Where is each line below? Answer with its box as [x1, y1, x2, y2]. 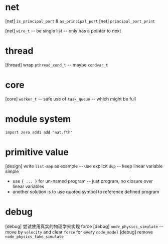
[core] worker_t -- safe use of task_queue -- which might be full [5, 95, 136, 101]
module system [5, 113, 71, 124]
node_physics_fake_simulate [5, 234, 64, 239]
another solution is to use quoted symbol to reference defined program [12, 188, 159, 194]
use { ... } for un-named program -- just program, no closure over [12, 178, 153, 184]
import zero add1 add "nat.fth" [5, 129, 73, 135]
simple [5, 168, 19, 174]
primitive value [5, 146, 69, 157]
